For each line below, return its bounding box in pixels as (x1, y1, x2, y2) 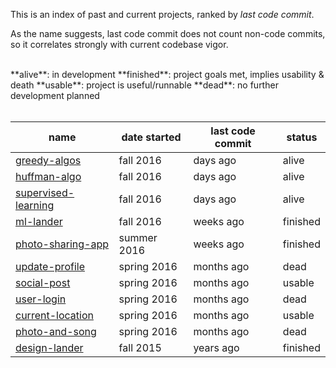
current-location (15, 309, 94, 322)
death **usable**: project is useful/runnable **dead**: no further (10, 79, 279, 91)
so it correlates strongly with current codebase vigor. (10, 39, 229, 50)
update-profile (15, 260, 85, 273)
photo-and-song (15, 325, 97, 338)
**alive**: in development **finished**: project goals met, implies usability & (10, 69, 325, 80)
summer (118, 231, 158, 244)
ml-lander (15, 215, 63, 228)
